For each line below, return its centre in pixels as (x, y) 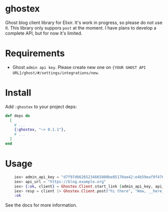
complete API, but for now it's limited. (44, 33)
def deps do (17, 115)
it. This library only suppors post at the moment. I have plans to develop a (81, 27)
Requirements (35, 53)
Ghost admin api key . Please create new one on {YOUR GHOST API (79, 67)
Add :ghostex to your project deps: (41, 106)
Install (18, 93)
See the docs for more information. (41, 205)
